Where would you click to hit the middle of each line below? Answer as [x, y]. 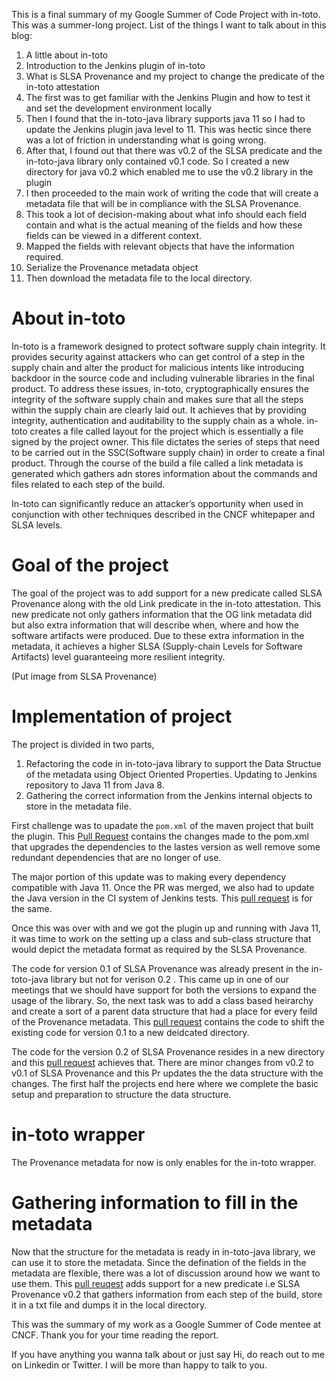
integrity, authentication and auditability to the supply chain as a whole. [158, 420]
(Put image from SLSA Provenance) [84, 676]
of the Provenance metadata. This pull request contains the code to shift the [168, 1021]
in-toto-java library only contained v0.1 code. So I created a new [157, 161]
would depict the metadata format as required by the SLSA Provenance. [159, 949]
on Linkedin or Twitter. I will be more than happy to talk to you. [139, 1365]
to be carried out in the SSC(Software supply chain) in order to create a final [168, 452]
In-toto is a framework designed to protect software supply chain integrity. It [168, 346]
